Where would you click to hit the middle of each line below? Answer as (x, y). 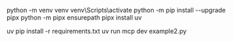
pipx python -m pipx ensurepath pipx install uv (74, 17)
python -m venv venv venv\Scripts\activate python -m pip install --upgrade (116, 10)
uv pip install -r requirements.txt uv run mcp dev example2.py (97, 31)
